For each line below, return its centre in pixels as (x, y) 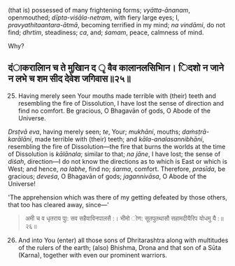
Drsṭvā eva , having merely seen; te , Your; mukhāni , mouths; (94, 132)
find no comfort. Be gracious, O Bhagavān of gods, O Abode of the (114, 111)
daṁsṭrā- (195, 132)
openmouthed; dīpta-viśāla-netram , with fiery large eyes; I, (94, 17)
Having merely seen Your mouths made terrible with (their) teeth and (117, 96)
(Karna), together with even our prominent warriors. (92, 255)
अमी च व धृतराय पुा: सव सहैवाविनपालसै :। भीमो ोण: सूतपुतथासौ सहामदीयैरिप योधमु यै (120, 218)
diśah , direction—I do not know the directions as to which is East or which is (118, 161)
